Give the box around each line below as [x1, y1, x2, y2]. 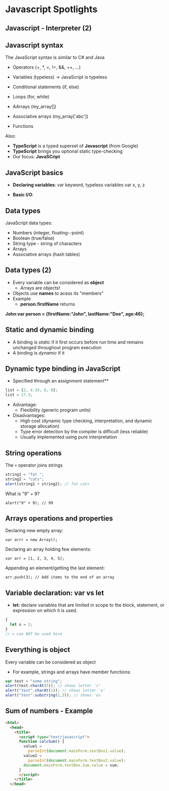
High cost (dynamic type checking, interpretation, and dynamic [20, 418, 152, 424]
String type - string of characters [12, 240, 82, 247]
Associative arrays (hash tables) [12, 251, 80, 257]
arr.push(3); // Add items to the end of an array [5, 575, 115, 580]
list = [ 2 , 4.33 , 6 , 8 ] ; [5, 388, 58, 393]
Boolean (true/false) [12, 235, 55, 242]
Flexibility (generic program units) [20, 407, 91, 413]
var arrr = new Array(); [5, 537, 58, 542]
